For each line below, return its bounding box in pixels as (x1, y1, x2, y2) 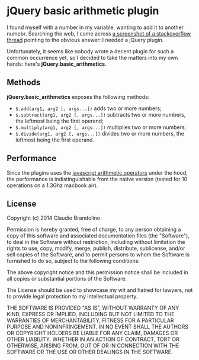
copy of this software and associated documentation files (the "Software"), (7, 232, 190, 239)
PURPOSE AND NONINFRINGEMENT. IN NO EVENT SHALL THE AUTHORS (7, 323, 189, 330)
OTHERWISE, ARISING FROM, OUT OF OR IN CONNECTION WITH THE (7, 342, 179, 349)
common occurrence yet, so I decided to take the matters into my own (7, 54, 178, 61)
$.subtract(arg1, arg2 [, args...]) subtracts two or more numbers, (15, 111, 186, 118)
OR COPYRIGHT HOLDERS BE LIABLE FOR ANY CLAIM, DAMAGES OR (7, 330, 178, 337)
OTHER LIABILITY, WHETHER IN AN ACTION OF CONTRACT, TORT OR (7, 336, 179, 343)
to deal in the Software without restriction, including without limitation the (7, 239, 185, 246)
